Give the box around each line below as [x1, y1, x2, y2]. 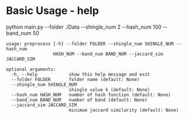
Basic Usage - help [6, 4, 99, 17]
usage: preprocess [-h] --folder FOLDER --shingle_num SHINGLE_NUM [6, 41, 174, 47]
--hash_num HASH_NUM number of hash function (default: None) [11, 92, 171, 97]
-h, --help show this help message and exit [11, 71, 150, 77]
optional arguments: [6, 66, 57, 72]
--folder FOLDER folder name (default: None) [11, 76, 140, 82]
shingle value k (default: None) [68, 86, 150, 93]
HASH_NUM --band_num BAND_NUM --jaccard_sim [53, 51, 164, 57]
